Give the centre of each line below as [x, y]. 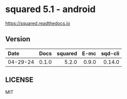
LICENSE [19, 80]
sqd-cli [110, 53]
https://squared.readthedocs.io [38, 23]
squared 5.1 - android [51, 9]
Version [18, 39]
